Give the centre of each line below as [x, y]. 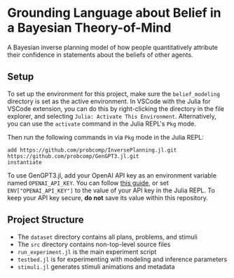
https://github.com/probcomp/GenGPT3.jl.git [73, 156]
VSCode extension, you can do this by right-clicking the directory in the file [116, 108]
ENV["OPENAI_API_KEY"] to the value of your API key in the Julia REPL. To [111, 190]
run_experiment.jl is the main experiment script [87, 251]
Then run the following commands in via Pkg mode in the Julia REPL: [106, 137]
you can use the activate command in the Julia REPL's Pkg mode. [102, 124]
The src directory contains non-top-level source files [94, 244]
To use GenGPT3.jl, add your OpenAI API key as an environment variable [112, 175]
